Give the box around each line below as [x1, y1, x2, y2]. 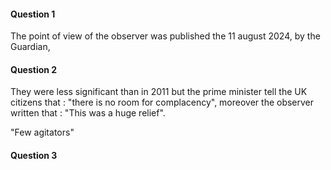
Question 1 [10, 8, 56, 20]
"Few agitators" [10, 126, 75, 139]
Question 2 [10, 63, 58, 75]
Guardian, [10, 41, 51, 53]
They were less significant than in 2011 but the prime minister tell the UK [10, 86, 308, 98]
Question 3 [10, 150, 58, 161]
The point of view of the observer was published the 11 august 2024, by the [10, 30, 321, 42]
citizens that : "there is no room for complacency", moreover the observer [10, 96, 315, 109]
